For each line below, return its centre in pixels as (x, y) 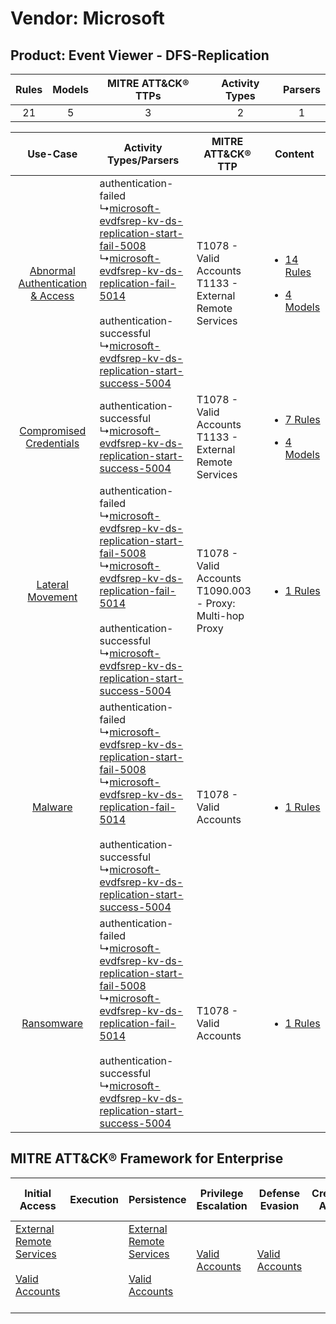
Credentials (52, 443)
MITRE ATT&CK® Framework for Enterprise (147, 1158)
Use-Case (52, 154)
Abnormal (52, 270)
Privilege (221, 1193)
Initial (38, 1193)
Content (294, 154)
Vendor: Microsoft (87, 18)
